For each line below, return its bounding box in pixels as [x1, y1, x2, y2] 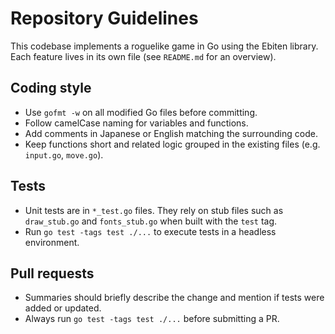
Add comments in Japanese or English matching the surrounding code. [24, 127, 318, 139]
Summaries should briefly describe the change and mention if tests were [24, 292, 325, 304]
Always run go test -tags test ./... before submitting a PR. [24, 313, 280, 325]
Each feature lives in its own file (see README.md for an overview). [10, 50, 277, 62]
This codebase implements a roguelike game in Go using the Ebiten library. [10, 40, 319, 52]
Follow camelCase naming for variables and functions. [24, 117, 249, 129]
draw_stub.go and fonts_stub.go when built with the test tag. [24, 215, 278, 227]
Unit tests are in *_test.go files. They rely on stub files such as [24, 204, 284, 216]
